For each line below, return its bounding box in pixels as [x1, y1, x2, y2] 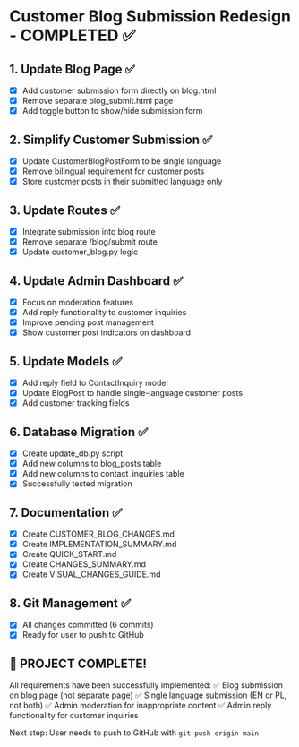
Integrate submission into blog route [21, 227, 156, 236]
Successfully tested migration [21, 478, 132, 489]
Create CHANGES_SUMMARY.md [21, 559, 146, 570]
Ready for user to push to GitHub [21, 630, 145, 640]
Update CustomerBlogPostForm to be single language [21, 156, 222, 167]
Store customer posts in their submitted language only [21, 176, 223, 187]
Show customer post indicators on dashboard [21, 327, 191, 338]
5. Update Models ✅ [9, 354, 123, 369]
